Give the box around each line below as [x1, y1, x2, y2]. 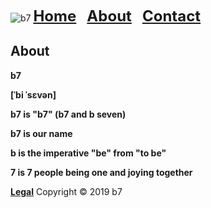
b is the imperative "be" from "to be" [10, 147, 167, 159]
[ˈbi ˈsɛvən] [10, 88, 57, 101]
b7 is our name [10, 127, 73, 139]
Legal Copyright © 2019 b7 [10, 185, 123, 197]
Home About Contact [33, 7, 202, 26]
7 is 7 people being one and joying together [10, 166, 193, 178]
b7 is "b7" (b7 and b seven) [10, 108, 127, 120]
